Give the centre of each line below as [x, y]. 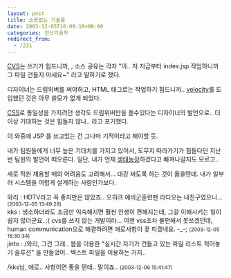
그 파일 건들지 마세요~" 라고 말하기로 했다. [64, 75]
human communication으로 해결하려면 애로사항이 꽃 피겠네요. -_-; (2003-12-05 [113, 229]
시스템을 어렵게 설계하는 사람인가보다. [65, 182]
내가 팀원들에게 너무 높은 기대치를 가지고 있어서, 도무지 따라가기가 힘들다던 [108, 150]
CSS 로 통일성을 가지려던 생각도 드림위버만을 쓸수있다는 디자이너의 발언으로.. [110, 112]
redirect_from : [29, 39]
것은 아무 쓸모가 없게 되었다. [63, 98]
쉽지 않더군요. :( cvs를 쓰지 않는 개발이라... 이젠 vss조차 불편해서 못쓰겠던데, [110, 220]
